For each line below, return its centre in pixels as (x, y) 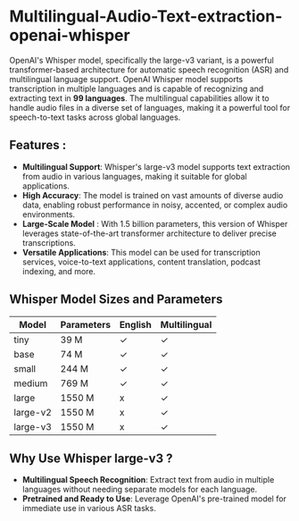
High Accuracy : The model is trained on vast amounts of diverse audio (153, 195)
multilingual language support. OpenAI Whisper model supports (126, 79)
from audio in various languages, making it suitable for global (134, 176)
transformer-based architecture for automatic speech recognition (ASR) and (149, 70)
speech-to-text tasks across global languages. (95, 117)
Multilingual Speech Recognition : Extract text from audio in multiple (148, 480)
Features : (38, 145)
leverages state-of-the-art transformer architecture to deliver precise (149, 233)
